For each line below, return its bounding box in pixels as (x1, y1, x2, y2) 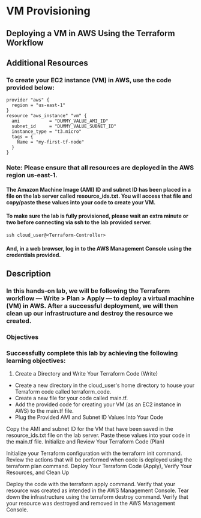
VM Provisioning (6, 4, 91, 18)
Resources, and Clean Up (6, 469, 70, 476)
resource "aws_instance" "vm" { (6, 113, 87, 119)
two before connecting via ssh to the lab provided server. (6, 219, 152, 226)
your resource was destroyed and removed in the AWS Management (6, 500, 175, 507)
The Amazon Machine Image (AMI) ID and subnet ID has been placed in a (6, 186, 191, 193)
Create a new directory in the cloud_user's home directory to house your (14, 382, 195, 389)
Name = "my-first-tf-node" (17, 139, 85, 145)
